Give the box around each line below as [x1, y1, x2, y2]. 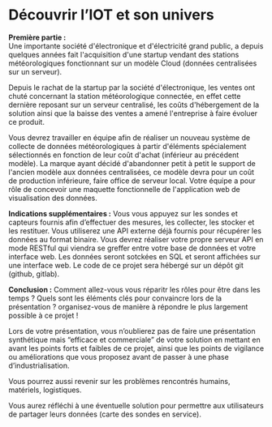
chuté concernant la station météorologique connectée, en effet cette [8, 91, 241, 100]
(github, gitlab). [8, 269, 59, 279]
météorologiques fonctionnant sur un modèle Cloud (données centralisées [8, 58, 257, 68]
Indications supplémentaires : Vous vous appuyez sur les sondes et [8, 208, 238, 218]
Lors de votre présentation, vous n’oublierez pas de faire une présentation [8, 326, 256, 335]
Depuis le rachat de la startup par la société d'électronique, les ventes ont [8, 83, 256, 92]
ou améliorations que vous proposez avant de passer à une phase [8, 352, 229, 361]
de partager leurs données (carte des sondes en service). [8, 409, 201, 419]
